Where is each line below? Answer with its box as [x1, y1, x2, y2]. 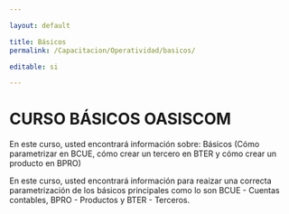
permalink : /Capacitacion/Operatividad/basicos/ [9, 46, 196, 55]
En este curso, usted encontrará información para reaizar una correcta [9, 175, 273, 186]
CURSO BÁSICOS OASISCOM [9, 109, 232, 129]
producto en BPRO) [9, 158, 81, 169]
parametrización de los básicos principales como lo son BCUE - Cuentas [9, 185, 280, 196]
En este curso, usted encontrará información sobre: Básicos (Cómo [9, 139, 260, 150]
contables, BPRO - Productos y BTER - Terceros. [9, 195, 191, 206]
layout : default [9, 21, 70, 30]
